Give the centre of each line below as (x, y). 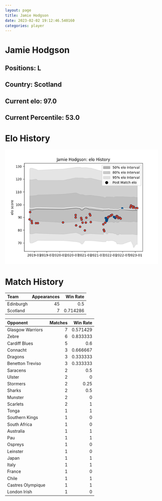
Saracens (16, 370)
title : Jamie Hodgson (27, 15)
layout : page (18, 10)
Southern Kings (23, 417)
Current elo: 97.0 (31, 101)
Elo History (28, 139)
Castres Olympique (26, 485)
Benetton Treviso (24, 364)
